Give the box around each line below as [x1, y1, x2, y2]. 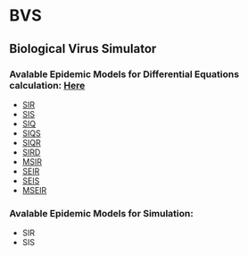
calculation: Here [9, 79, 86, 91]
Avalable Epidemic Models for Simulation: [9, 207, 194, 219]
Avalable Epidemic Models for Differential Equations [9, 68, 239, 81]
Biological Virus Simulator [9, 41, 157, 56]
